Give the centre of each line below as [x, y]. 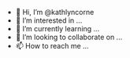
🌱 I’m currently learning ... [58, 29]
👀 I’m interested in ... [49, 20]
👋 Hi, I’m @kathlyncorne [55, 12]
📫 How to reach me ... [52, 46]
